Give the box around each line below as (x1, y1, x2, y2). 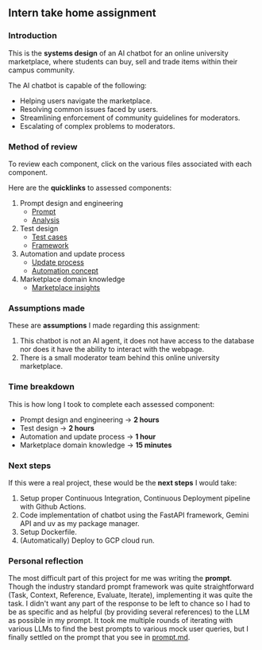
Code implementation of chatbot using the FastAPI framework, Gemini (19, 510, 249, 520)
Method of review (8, 141, 78, 152)
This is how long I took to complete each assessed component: (8, 399, 215, 408)
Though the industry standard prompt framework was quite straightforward (8, 582, 254, 591)
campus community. (8, 65, 75, 75)
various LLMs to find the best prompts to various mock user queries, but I (8, 624, 249, 634)
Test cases (31, 232, 67, 242)
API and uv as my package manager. (19, 518, 141, 528)
